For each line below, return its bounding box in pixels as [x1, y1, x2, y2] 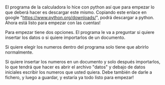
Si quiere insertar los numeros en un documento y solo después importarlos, [5, 59, 161, 64]
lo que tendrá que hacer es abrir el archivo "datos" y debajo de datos [5, 64, 146, 70]
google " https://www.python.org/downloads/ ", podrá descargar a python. [5, 15, 154, 20]
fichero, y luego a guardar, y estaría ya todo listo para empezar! [5, 75, 134, 80]
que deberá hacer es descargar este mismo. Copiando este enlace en [5, 9, 147, 15]
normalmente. [5, 49, 33, 55]
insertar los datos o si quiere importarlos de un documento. [5, 34, 126, 40]
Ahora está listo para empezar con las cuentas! [5, 20, 101, 26]
